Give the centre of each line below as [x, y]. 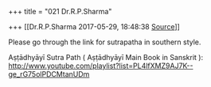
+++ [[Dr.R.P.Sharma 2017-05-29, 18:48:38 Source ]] [94, 26]
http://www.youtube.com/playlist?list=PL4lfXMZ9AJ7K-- [101, 66]
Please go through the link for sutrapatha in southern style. [105, 42]
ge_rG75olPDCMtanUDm [49, 74]
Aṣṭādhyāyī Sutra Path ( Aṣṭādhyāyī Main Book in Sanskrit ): [106, 57]
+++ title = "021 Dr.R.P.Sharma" [60, 11]
